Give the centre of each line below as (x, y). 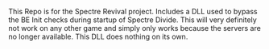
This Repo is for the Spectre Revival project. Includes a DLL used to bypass (133, 11)
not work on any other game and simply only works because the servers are (135, 28)
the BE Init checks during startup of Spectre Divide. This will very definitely (133, 20)
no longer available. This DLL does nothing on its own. (98, 36)
